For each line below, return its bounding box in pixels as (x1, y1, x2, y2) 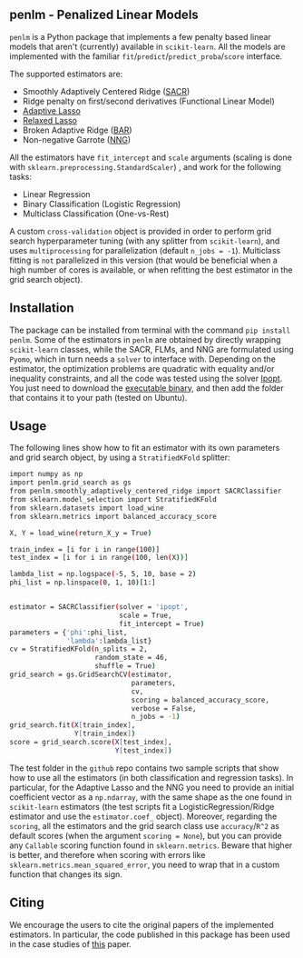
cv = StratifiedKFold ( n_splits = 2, (9, 644, 148, 654)
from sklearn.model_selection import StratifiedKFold (9, 495, 218, 504)
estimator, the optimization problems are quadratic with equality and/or (9, 363, 275, 374)
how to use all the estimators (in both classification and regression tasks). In (9, 772, 294, 783)
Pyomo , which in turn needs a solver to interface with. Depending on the (9, 354, 277, 364)
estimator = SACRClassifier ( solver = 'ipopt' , (9, 603, 189, 612)
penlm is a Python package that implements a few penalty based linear (9, 31, 272, 42)
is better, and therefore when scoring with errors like (9, 849, 206, 860)
